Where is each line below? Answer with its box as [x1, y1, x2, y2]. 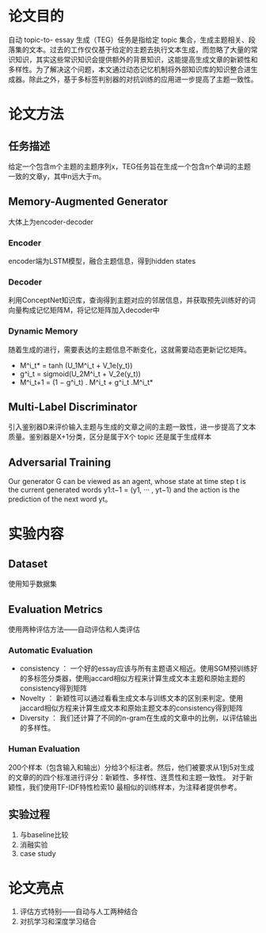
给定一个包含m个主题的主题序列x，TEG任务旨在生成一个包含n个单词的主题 [8, 162, 252, 171]
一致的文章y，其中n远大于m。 [8, 171, 106, 181]
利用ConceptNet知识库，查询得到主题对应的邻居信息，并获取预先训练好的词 [8, 295, 256, 305]
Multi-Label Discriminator [8, 401, 138, 414]
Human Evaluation [8, 744, 81, 755]
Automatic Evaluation [8, 645, 93, 656]
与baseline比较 [19, 830, 69, 840]
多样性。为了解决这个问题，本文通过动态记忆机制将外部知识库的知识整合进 [8, 64, 251, 74]
